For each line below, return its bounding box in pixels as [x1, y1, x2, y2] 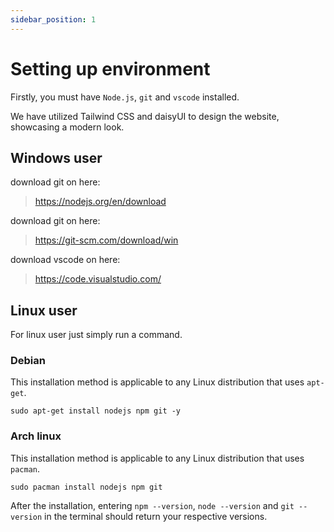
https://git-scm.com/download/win [34, 234, 179, 246]
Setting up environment [10, 57, 211, 80]
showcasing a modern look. [10, 121, 125, 133]
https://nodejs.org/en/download [34, 196, 167, 208]
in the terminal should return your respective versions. [44, 510, 268, 522]
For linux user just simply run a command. [10, 329, 183, 341]
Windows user [10, 149, 103, 166]
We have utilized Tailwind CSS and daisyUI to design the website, [10, 110, 280, 122]
